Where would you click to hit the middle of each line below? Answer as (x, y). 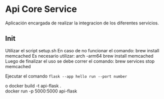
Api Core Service (41, 9)
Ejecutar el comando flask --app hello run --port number (66, 76)
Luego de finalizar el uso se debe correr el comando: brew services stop (80, 61)
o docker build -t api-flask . (33, 86)
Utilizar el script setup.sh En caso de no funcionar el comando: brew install (82, 50)
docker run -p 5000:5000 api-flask (41, 91)
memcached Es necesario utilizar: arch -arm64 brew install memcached (79, 56)
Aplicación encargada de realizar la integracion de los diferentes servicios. (82, 23)
